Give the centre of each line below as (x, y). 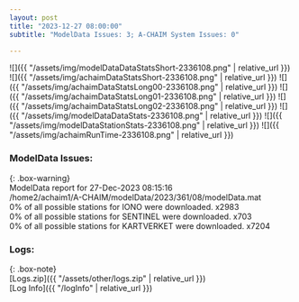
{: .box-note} (33, 269)
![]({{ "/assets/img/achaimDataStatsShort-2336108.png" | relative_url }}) (143, 78)
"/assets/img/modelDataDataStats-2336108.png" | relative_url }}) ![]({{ (152, 116)
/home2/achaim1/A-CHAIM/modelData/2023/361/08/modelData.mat (136, 197)
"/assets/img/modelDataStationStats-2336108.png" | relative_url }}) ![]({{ (145, 125)
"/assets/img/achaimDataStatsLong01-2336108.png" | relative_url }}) (149, 96)
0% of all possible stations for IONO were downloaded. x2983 (124, 206)
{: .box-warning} (40, 178)
